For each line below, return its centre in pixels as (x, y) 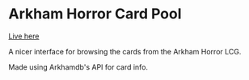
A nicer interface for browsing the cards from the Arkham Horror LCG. (125, 51)
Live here (24, 36)
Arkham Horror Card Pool (95, 14)
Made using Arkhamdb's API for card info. (78, 67)
